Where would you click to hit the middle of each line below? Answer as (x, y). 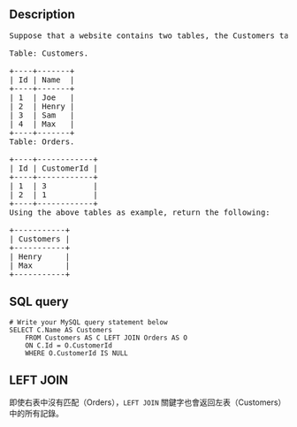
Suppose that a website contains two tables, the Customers (142, 35)
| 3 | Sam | (42, 115)
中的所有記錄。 (36, 414)
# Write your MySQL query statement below (88, 322)
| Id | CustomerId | (54, 168)
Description (42, 15)
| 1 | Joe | (42, 97)
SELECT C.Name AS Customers (61, 330)
